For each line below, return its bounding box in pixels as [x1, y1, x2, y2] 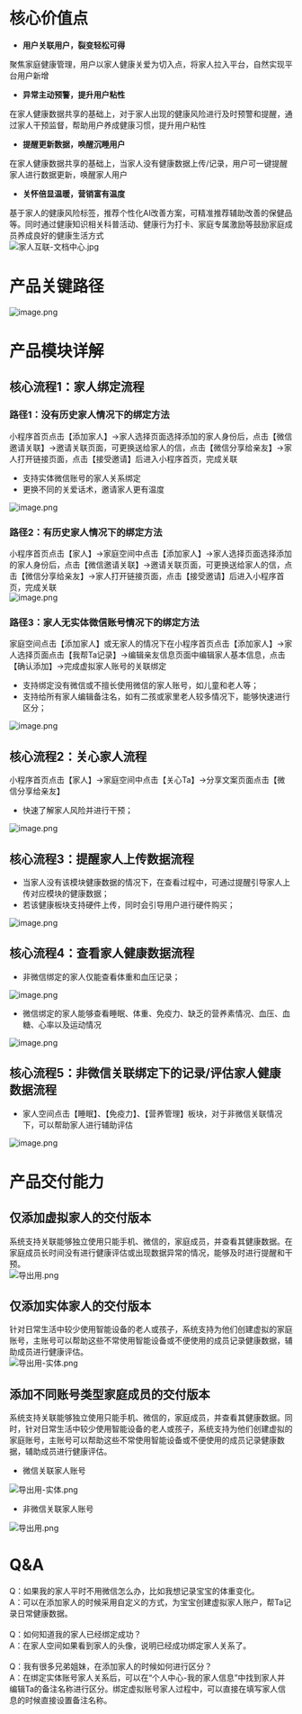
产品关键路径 [9, 277, 105, 297]
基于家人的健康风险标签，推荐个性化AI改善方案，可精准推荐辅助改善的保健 [9, 207, 285, 218]
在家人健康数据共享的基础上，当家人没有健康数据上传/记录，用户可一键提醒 [9, 158, 289, 168]
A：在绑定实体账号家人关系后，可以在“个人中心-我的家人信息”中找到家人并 [9, 1673, 286, 1683]
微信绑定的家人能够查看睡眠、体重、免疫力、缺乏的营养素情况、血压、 [22, 1008, 283, 1019]
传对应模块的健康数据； [22, 888, 110, 899]
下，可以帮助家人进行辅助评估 [22, 1119, 133, 1130]
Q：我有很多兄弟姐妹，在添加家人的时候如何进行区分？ [9, 1661, 213, 1672]
